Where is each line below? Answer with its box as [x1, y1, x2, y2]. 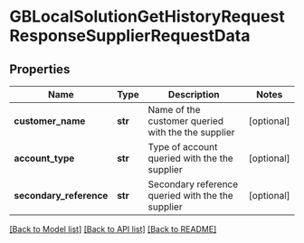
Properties [9, 61, 71, 77]
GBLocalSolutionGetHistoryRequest [9, 6, 285, 27]
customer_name [14, 115, 86, 127]
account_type [14, 152, 75, 164]
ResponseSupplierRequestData [9, 25, 251, 46]
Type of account [147, 141, 218, 153]
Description [167, 89, 220, 100]
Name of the [147, 104, 201, 116]
